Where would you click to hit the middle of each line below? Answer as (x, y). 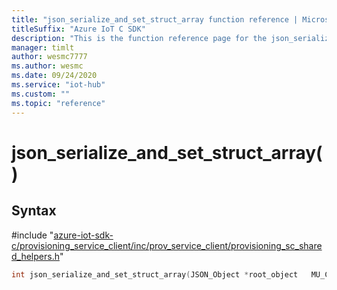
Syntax (34, 211)
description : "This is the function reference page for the (139, 38)
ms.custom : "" (41, 94)
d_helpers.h (35, 256)
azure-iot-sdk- (83, 235)
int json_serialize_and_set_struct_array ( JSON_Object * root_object (155, 274)
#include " (32, 235)
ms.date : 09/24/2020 (54, 76)
